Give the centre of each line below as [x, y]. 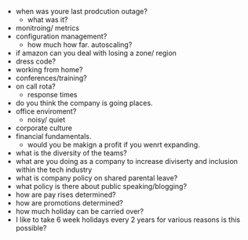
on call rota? [36, 86]
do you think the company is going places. [84, 103]
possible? [31, 228]
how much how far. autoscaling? [80, 45]
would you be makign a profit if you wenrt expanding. [113, 145]
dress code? [36, 61]
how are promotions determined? [69, 203]
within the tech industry [54, 169]
